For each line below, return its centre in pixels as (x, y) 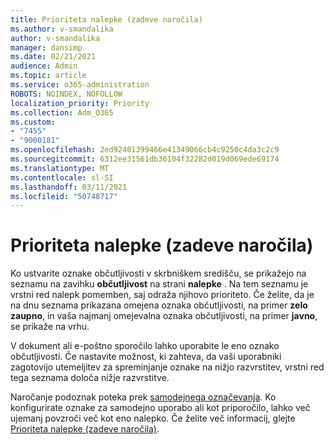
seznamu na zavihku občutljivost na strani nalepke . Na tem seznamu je (159, 284)
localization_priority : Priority (80, 103)
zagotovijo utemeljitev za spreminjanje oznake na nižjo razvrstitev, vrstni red (167, 367)
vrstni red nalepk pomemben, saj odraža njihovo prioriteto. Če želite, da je (162, 295)
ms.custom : (33, 122)
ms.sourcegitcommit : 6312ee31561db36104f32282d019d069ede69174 (145, 159)
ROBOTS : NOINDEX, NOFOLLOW (66, 94)
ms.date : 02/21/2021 (53, 57)
